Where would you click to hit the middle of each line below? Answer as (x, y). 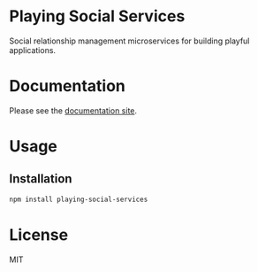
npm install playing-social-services (79, 199)
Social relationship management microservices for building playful (129, 41)
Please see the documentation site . (73, 110)
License (39, 234)
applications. (32, 50)
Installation (41, 179)
